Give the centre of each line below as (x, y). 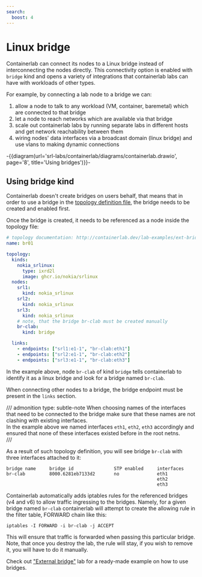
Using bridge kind (40, 181)
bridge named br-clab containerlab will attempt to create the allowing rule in (101, 508)
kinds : (20, 260)
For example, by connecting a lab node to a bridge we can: (79, 94)
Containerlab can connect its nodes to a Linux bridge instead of (85, 64)
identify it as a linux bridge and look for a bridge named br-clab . (86, 378)
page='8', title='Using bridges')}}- (48, 162)
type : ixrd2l (38, 271)
